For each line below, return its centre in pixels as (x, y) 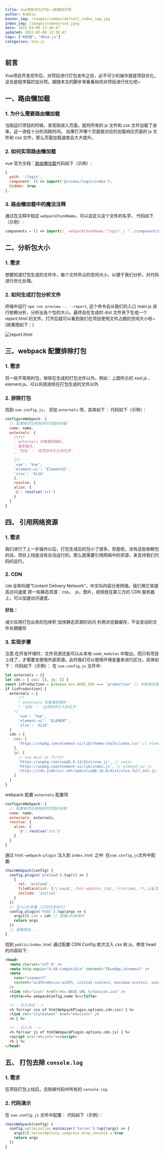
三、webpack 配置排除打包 (46, 351)
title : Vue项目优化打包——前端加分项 (38, 10)
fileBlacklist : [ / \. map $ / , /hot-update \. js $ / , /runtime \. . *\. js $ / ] (88, 889)
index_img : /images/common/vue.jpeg (42, 23)
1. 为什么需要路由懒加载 (32, 113)
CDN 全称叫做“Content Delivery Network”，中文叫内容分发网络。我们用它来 (80, 586)
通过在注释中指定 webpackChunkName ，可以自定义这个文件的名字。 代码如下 (79, 216)
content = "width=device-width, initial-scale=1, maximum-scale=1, (82, 983)
